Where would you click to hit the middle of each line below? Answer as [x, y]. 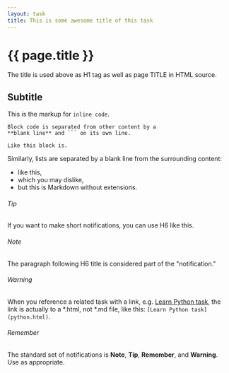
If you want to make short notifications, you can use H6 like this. [101, 225]
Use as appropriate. [36, 362]
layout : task [27, 14]
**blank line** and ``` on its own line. [69, 134]
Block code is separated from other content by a [82, 127]
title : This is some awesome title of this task [80, 20]
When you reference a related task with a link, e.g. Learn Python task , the [114, 302]
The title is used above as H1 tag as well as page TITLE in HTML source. [112, 75]
